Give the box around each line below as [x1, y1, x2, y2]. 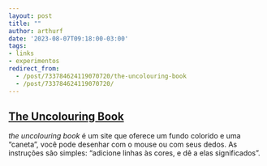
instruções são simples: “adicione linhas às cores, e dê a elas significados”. [8, 148, 261, 158]
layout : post [8, 11, 53, 20]
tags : [8, 42, 27, 50]
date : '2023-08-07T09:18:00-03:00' [8, 34, 129, 43]
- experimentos [8, 57, 60, 66]
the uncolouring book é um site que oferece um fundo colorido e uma [8, 131, 241, 141]
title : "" [8, 19, 42, 28]
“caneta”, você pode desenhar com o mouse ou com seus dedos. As [8, 139, 238, 150]
